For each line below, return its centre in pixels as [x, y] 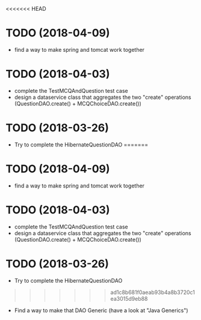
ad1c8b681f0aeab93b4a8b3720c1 [153, 292]
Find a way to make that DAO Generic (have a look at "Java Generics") [101, 310]
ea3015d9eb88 [129, 298]
